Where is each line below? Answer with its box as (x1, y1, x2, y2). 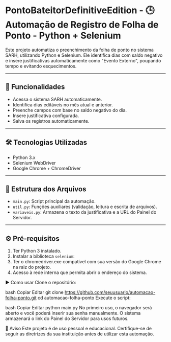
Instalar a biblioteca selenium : (12, 253, 75, 259)
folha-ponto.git (5, 295, 37, 301)
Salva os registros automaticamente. (12, 118, 90, 124)
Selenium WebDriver (12, 159, 56, 166)
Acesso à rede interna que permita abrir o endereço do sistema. (12, 269, 147, 276)
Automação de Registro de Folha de (5, 19, 159, 31)
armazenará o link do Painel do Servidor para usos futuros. (5, 315, 129, 322)
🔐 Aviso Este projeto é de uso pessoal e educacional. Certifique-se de (5, 326, 152, 332)
